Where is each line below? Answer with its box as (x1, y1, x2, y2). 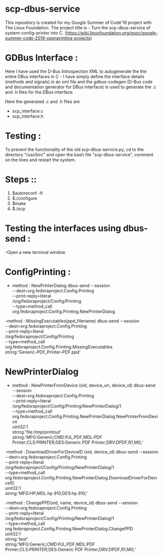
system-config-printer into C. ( (5, 30, 67, 36)
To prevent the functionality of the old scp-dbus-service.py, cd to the (5, 146, 144, 152)
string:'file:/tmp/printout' (12, 429, 62, 435)
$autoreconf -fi (12, 190, 43, 196)
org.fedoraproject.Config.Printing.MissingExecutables (5, 344, 113, 350)
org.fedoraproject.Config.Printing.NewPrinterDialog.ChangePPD (5, 526, 133, 532)
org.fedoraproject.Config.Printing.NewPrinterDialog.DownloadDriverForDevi (5, 474, 157, 480)
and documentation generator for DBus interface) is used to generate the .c (5, 84, 157, 90)
